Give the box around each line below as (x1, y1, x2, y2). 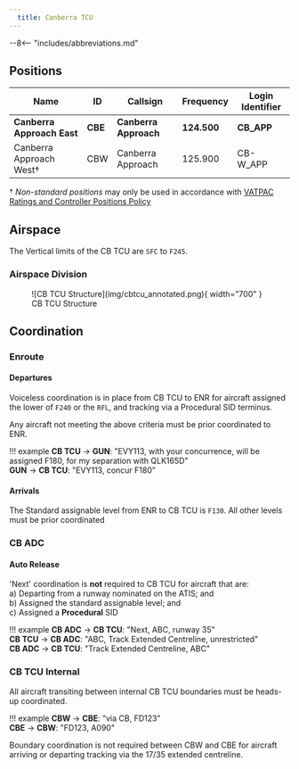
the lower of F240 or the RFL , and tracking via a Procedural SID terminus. (9, 402, 273, 413)
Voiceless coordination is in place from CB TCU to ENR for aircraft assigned (9, 393, 287, 403)
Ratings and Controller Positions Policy (9, 196, 151, 207)
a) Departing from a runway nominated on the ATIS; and (9, 588, 214, 599)
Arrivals (9, 485, 40, 496)
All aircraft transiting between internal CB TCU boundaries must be (9, 686, 254, 697)
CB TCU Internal (9, 666, 80, 678)
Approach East (13, 127, 78, 139)
